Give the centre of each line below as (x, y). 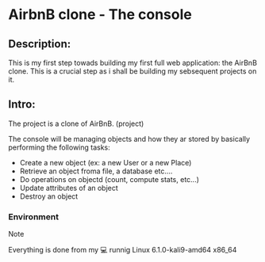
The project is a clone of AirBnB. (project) (76, 123)
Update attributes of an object (69, 188)
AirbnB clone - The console (100, 15)
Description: (40, 44)
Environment (34, 217)
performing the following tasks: (60, 147)
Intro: (22, 104)
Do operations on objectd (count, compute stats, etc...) (109, 179)
